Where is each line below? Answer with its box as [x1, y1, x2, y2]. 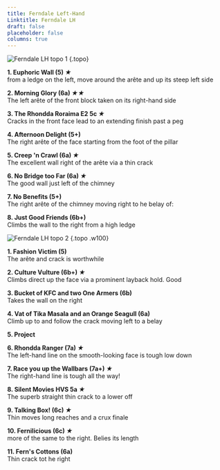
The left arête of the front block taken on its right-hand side [7, 96, 176, 104]
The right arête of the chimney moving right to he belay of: [7, 200, 174, 208]
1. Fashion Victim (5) [7, 247, 67, 256]
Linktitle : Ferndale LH [7, 17, 76, 23]
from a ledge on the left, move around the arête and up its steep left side [7, 75, 214, 84]
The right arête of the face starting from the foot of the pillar [7, 138, 178, 146]
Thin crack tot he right [7, 455, 71, 463]
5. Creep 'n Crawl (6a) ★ [7, 151, 80, 160]
